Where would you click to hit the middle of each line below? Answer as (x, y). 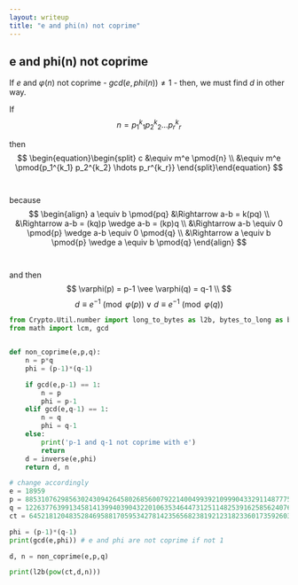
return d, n (47, 467)
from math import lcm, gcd (59, 329)
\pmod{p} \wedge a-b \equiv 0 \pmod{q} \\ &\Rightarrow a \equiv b (149, 232)
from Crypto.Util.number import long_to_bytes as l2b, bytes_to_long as (146, 320)
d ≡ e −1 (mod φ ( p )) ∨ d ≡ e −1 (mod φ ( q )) (149, 303)
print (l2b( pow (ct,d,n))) (55, 573)
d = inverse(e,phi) (61, 459)
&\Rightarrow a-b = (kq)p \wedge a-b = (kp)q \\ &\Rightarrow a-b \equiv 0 (149, 223)
